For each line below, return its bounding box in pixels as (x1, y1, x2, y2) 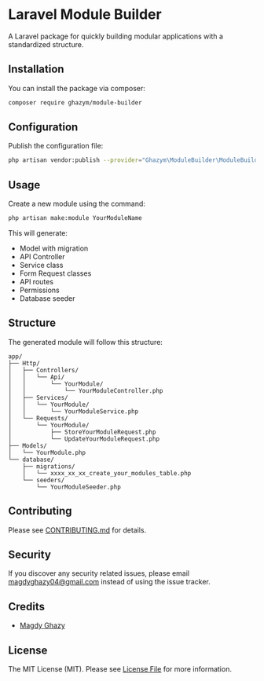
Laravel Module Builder (8, 5, 163, 24)
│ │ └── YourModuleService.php (8, 407, 139, 416)
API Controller (19, 252, 65, 261)
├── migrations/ (22, 462, 76, 470)
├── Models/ (8, 441, 47, 449)
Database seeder (19, 294, 76, 303)
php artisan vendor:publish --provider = (8, 156, 143, 164)
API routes (19, 277, 53, 286)
